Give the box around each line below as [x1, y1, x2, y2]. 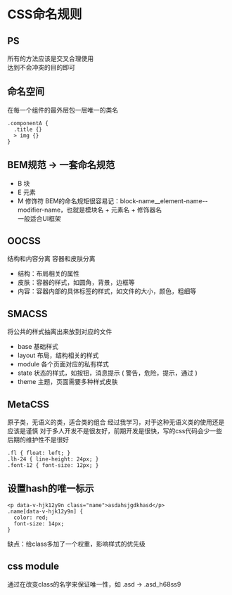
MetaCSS [7, 398, 50, 410]
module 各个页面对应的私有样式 [17, 360, 109, 369]
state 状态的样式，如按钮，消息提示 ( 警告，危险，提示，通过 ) [17, 369, 198, 377]
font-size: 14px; [13, 520, 65, 527]
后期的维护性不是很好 [7, 435, 69, 444]
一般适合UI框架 [17, 214, 61, 222]
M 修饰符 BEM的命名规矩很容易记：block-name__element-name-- [17, 196, 209, 205]
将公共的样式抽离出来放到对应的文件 [7, 328, 112, 336]
